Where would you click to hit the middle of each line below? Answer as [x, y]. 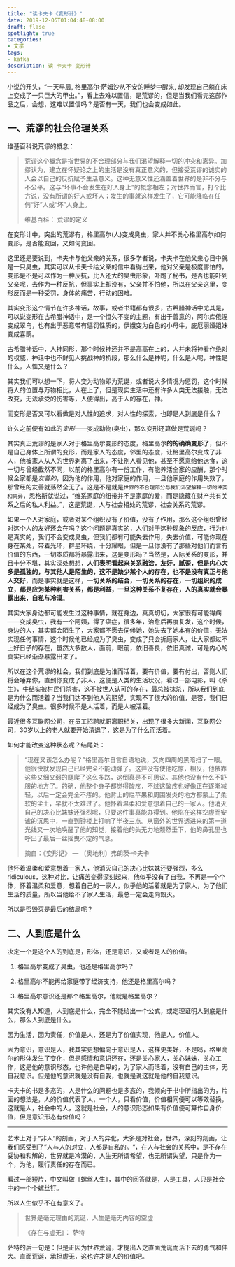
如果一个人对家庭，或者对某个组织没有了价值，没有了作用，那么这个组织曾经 [117, 520]
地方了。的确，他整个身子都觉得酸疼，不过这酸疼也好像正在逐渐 [129, 786]
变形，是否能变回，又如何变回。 [53, 243]
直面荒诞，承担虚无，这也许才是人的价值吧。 [84, 1257]
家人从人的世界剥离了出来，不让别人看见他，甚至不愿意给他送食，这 [129, 461]
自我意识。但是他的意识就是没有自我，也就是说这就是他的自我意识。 [105, 1076]
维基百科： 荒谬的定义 [56, 220]
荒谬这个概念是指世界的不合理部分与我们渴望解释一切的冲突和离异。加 [126, 161]
